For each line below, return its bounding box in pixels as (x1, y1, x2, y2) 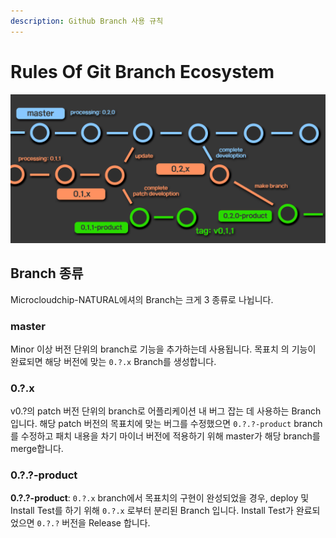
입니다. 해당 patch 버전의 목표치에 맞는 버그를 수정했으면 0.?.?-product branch (10, 418, 323, 430)
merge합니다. (10, 443, 64, 455)
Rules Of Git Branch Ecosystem (10, 60, 275, 83)
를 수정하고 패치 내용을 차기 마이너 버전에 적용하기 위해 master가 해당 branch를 (10, 430, 321, 442)
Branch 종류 (10, 265, 84, 282)
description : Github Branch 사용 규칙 (10, 16, 164, 26)
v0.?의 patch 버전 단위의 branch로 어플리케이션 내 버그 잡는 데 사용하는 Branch (10, 405, 322, 417)
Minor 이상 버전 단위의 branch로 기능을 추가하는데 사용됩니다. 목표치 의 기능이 (10, 343, 317, 355)
